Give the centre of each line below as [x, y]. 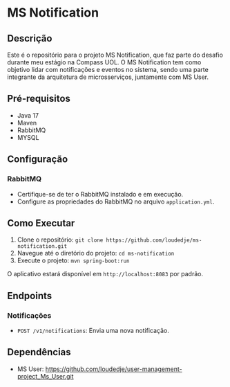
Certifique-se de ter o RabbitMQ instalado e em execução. [100, 194]
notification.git [42, 246]
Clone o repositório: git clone [60, 240]
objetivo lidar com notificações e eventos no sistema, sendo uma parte [108, 70]
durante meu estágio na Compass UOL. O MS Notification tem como [104, 62]
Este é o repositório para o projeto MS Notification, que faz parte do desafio [115, 55]
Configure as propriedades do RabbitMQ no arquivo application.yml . [116, 201]
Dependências [39, 352]
